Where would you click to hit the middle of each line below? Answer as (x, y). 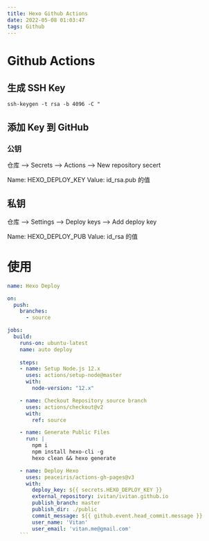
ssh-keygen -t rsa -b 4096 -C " (54, 105)
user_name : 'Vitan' (60, 522)
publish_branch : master (66, 503)
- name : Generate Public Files (65, 433)
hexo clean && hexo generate (74, 458)
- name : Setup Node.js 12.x (60, 369)
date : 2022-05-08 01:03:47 (46, 20)
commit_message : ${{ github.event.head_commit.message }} (117, 516)
